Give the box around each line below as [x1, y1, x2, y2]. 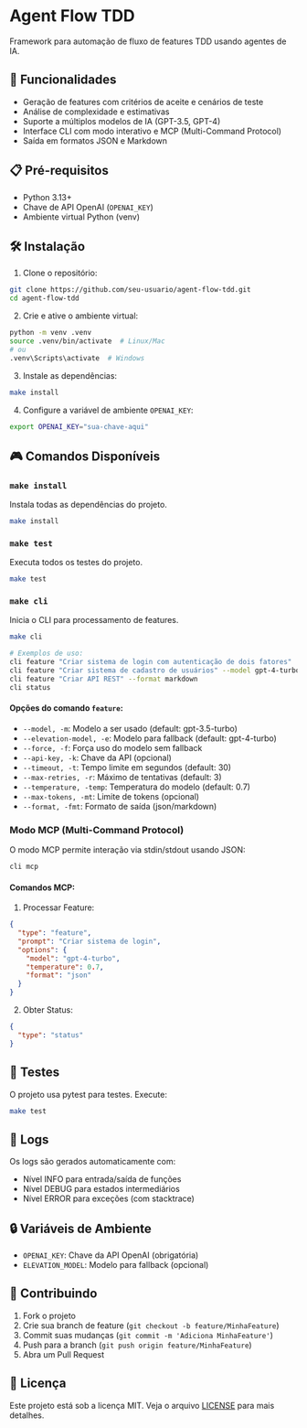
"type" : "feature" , [17, 929, 92, 938]
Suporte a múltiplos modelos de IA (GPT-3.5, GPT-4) [22, 115, 221, 126]
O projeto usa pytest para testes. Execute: [9, 1089, 167, 1100]
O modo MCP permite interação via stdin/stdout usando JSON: [9, 844, 246, 855]
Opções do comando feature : [9, 703, 123, 714]
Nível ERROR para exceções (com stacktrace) [22, 1193, 195, 1204]
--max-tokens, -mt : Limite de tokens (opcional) [22, 790, 199, 801]
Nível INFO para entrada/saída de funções [22, 1174, 182, 1185]
